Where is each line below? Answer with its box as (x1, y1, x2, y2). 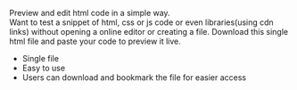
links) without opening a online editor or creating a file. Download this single (9, 27, 288, 37)
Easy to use (21, 62, 65, 73)
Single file (21, 53, 60, 63)
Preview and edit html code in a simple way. (9, 8, 171, 18)
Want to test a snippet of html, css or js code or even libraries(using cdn (9, 17, 274, 28)
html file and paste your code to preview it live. (9, 36, 181, 46)
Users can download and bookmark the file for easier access (21, 72, 247, 83)
